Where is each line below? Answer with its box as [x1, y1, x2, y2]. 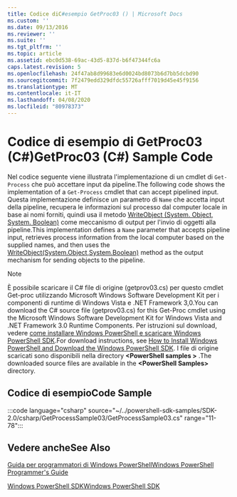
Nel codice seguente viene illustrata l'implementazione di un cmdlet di [7, 172, 214, 181]
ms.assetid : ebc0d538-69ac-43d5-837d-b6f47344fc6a [7, 57, 161, 64]
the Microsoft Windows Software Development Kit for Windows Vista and [7, 313, 222, 322]
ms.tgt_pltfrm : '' [7, 43, 62, 51]
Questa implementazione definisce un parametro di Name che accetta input [7, 195, 225, 204]
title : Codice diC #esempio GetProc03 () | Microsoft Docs [7, 10, 183, 18]
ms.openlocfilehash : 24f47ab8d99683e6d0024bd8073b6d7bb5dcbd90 [7, 70, 199, 77]
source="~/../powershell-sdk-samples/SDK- [88, 406, 217, 414]
